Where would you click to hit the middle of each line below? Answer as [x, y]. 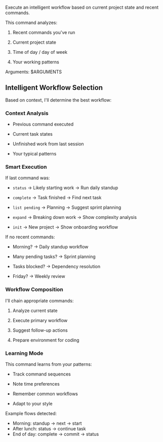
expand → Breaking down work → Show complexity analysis [75, 217]
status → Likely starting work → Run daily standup [65, 188]
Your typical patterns [34, 154]
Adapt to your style [32, 404]
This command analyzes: [31, 23]
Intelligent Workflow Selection [54, 88]
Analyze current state [35, 310]
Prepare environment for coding [46, 340]
